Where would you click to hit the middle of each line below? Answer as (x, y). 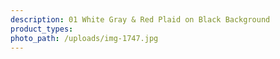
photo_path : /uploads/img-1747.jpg (84, 38)
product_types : (42, 29)
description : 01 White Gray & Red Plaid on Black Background (140, 19)
